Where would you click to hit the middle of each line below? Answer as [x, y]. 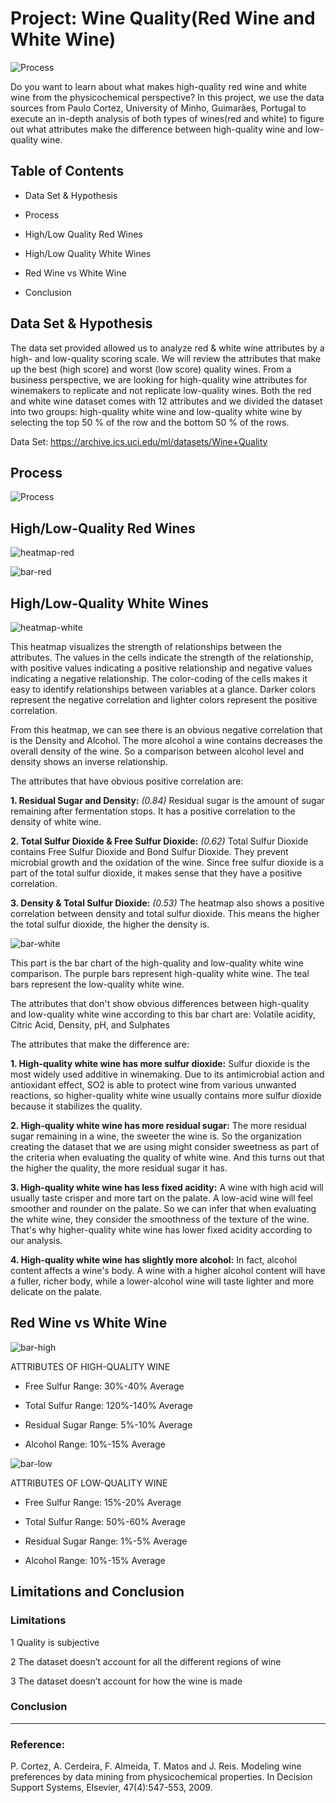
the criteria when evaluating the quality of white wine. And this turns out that [167, 1157]
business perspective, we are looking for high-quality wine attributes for [159, 379]
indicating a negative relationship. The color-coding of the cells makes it [159, 678]
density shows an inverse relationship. [89, 761]
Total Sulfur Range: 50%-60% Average [105, 1521]
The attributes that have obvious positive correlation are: [127, 781]
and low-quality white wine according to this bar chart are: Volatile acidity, [163, 1014]
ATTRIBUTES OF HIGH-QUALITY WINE [90, 1366]
